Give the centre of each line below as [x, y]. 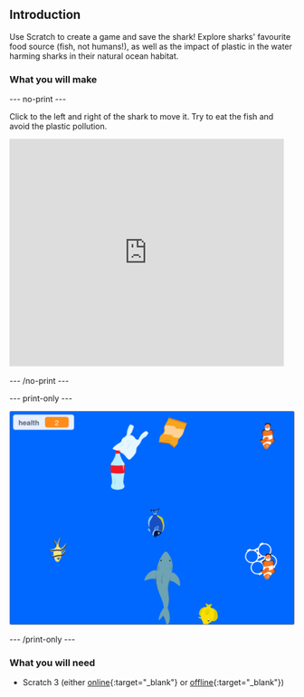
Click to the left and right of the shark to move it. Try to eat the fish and [142, 117]
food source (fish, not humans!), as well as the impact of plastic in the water [151, 46]
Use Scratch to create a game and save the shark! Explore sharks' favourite [150, 36]
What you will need [52, 663]
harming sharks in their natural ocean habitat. [94, 56]
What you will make [53, 79]
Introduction [45, 15]
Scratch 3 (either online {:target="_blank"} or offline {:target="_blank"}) [153, 683]
